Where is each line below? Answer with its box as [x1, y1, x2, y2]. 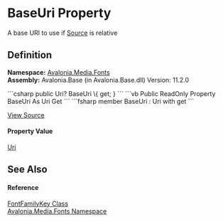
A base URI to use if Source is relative [7, 28, 118, 37]
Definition [7, 49, 52, 61]
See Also [7, 164, 48, 176]
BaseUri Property [7, 5, 111, 21]
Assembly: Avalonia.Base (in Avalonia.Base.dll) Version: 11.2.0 [7, 75, 190, 84]
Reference [7, 183, 39, 191]
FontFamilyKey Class [7, 199, 69, 208]
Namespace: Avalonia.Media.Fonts [7, 68, 110, 76]
